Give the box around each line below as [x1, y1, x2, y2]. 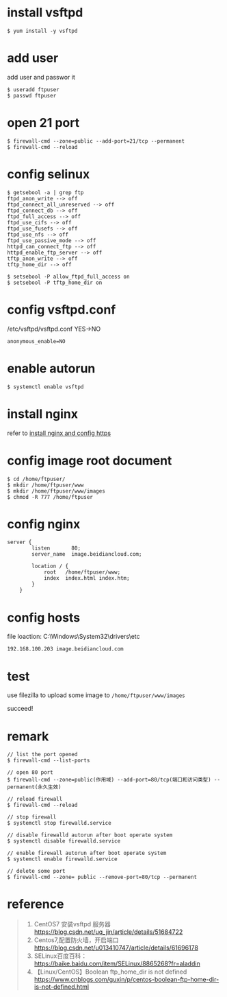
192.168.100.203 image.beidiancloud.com [7, 646, 124, 653]
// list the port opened [7, 751, 78, 758]
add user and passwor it [7, 73, 75, 81]
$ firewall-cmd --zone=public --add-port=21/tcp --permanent [7, 137, 185, 145]
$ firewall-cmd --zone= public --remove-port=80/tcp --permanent [7, 873, 197, 881]
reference [7, 897, 64, 912]
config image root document [7, 453, 172, 468]
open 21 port [7, 115, 80, 131]
